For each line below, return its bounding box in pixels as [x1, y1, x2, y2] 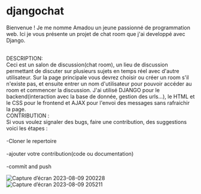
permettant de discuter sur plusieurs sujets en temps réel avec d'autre [6, 67, 179, 74]
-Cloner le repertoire [6, 137, 57, 144]
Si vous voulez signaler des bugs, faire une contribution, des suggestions [6, 118, 187, 125]
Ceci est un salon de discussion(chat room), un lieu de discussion [6, 61, 169, 68]
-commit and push [6, 163, 52, 170]
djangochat [6, 4, 65, 18]
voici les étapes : [6, 125, 48, 132]
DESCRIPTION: [6, 54, 43, 62]
